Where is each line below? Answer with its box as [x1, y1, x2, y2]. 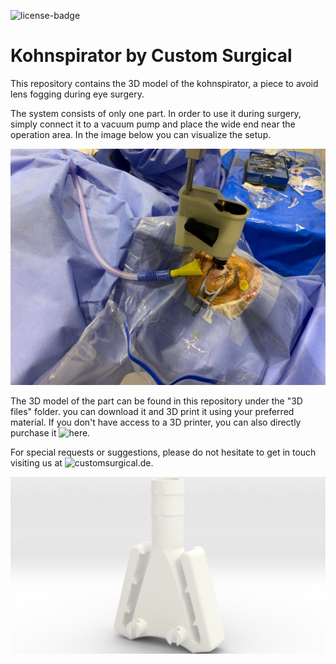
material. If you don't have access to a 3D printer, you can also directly [10, 416, 302, 428]
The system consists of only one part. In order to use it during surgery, [10, 107, 302, 119]
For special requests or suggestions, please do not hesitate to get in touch [10, 446, 317, 458]
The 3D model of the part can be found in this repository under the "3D [10, 395, 303, 407]
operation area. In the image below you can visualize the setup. [10, 128, 272, 140]
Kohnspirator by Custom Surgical [10, 45, 293, 67]
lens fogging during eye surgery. [10, 88, 145, 100]
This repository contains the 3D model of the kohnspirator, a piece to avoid [10, 77, 319, 89]
